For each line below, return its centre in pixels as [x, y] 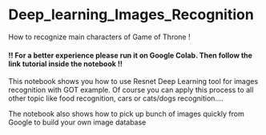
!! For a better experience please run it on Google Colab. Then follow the [130, 55]
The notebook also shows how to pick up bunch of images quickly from [126, 114]
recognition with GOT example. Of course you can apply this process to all [131, 90]
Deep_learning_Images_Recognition [131, 15]
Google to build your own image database [77, 122]
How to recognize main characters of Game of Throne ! [99, 37]
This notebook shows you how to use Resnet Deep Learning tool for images [133, 81]
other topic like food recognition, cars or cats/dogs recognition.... [116, 98]
